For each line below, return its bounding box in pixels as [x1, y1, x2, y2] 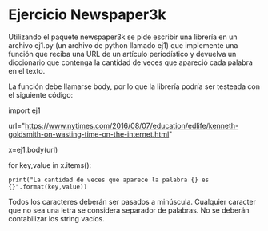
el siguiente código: [8, 90, 74, 99]
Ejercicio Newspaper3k [8, 6, 166, 24]
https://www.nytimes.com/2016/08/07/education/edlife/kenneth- [24, 121, 239, 130]
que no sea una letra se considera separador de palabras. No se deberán [8, 205, 250, 215]
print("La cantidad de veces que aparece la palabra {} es [8, 176, 210, 184]
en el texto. [8, 66, 46, 75]
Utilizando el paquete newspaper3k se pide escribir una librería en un [8, 32, 238, 42]
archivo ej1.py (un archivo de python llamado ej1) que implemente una [8, 40, 238, 50]
